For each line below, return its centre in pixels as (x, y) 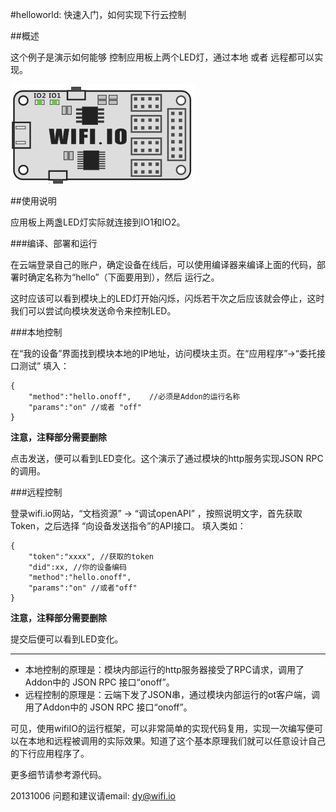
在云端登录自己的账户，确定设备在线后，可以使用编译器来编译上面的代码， (163, 264)
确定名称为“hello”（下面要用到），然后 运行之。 (123, 277)
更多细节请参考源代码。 (58, 774)
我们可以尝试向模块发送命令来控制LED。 (93, 311)
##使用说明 (33, 201)
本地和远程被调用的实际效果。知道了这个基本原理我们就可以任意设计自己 (176, 741)
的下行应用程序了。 (50, 753)
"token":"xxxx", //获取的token (91, 557)
